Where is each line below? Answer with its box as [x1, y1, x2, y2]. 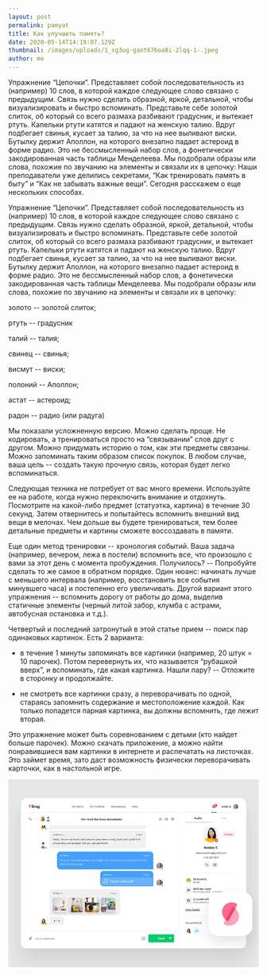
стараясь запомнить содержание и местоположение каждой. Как [19, 697, 245, 707]
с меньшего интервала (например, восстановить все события [8, 575, 220, 585]
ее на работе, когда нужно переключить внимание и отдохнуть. [8, 492, 226, 501]
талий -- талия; [8, 334, 60, 343]
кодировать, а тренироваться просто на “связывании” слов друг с [8, 434, 234, 444]
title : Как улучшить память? [8, 29, 105, 37]
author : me [8, 55, 44, 63]
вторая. [19, 714, 46, 724]
